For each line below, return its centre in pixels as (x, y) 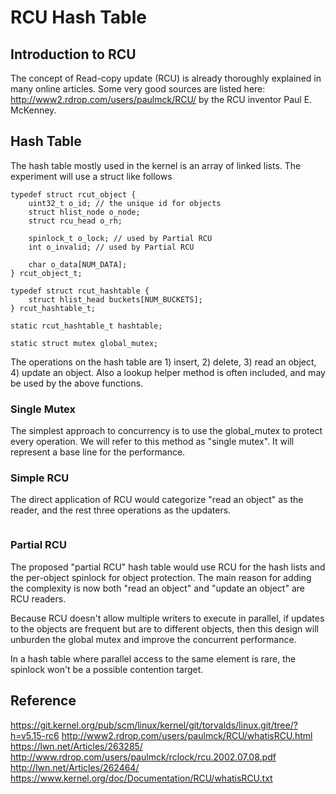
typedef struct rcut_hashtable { (80, 291)
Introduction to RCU (73, 54)
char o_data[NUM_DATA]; (78, 264)
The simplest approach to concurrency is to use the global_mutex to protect (166, 431)
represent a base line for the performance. (98, 452)
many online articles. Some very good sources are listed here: (138, 89)
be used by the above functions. (77, 383)
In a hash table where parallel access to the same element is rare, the (153, 658)
